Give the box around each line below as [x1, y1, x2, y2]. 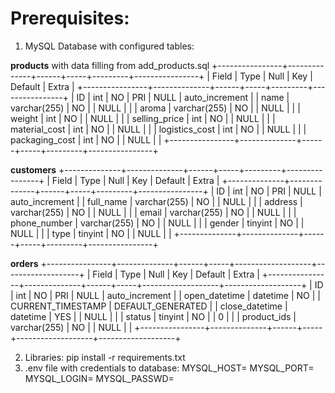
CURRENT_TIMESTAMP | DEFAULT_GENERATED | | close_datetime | [10, 300, 288, 312]
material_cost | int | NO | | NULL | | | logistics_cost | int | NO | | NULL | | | [10, 123, 307, 135]
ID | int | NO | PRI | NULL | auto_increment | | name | [76, 91, 290, 103]
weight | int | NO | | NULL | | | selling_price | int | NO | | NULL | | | [10, 112, 276, 124]
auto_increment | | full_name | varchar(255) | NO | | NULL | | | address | [10, 195, 303, 207]
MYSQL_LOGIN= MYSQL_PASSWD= [24, 372, 175, 384]
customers [10, 163, 57, 176]
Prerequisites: [10, 7, 130, 30]
